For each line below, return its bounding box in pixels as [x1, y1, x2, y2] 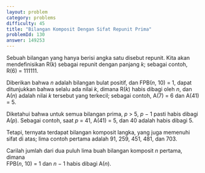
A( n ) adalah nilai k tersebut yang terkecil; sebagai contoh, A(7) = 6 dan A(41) [6, 92, 199, 99]
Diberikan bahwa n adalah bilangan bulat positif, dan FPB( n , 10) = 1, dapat [6, 79, 192, 86]
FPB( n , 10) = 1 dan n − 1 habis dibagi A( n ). [6, 160, 111, 167]
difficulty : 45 [6, 20, 45, 26]
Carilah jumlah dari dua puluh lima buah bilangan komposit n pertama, [6, 147, 182, 154]
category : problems [6, 15, 56, 21]
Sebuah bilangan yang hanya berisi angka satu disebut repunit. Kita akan [6, 54, 190, 61]
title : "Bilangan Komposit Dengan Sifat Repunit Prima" [6, 26, 152, 32]
